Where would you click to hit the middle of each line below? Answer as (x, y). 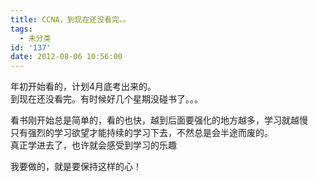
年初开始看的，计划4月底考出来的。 (83, 87)
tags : (21, 29)
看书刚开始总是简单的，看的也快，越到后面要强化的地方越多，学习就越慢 (159, 120)
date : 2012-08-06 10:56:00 (66, 57)
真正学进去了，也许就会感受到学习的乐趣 (93, 145)
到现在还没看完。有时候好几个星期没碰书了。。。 (106, 99)
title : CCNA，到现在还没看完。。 (70, 19)
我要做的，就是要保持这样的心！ (76, 167)
